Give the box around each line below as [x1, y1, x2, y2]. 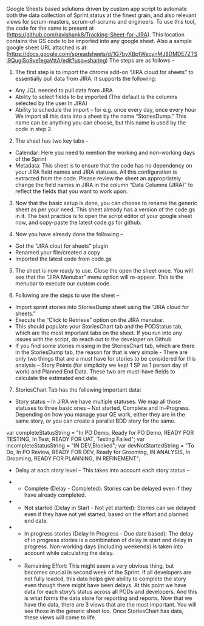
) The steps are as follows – [106, 57, 175, 64]
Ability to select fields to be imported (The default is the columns [15, 94, 178, 100]
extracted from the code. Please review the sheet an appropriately [15, 175, 181, 182]
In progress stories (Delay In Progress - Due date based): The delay [24, 530, 194, 537]
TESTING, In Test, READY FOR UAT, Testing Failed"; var [6, 435, 145, 443]
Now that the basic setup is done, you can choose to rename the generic [15, 200, 197, 206]
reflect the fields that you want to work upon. [15, 188, 128, 195]
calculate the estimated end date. [15, 375, 99, 381]
